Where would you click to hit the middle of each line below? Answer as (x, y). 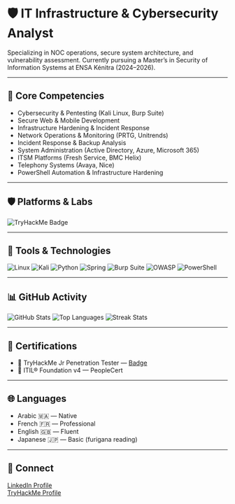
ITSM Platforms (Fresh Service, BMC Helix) (79, 157)
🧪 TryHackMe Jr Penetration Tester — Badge (82, 363)
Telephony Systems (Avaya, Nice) (66, 164)
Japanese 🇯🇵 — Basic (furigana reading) (77, 439)
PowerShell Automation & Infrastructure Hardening (90, 172)
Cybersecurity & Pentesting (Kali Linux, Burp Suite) (91, 113)
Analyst (30, 33)
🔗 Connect (30, 469)
